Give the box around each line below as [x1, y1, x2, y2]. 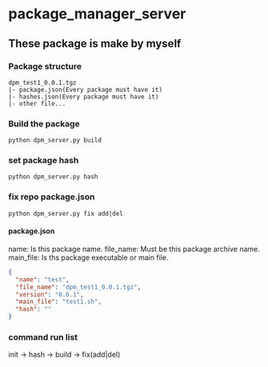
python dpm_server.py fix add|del [8, 209, 124, 217]
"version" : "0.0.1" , [15, 290, 84, 298]
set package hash [8, 155, 79, 166]
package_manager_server [8, 5, 186, 23]
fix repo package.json [8, 191, 95, 202]
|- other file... [8, 99, 66, 108]
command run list [8, 332, 78, 343]
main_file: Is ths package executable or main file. [8, 253, 170, 262]
